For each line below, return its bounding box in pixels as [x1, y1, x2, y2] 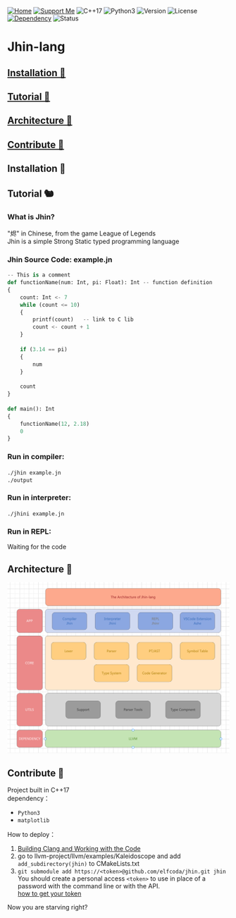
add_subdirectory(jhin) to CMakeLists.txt [17, 859, 139, 868]
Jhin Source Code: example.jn [7, 255, 113, 264]
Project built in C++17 [7, 786, 70, 795]
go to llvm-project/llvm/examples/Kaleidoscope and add [17, 852, 181, 860]
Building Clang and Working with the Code [17, 845, 141, 853]
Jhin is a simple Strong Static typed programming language [7, 237, 180, 245]
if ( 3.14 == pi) [20, 345, 68, 353]
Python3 [17, 809, 40, 817]
